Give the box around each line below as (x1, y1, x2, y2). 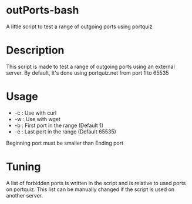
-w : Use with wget (14, 115, 60, 122)
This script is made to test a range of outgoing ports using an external (6, 63, 175, 70)
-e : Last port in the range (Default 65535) (14, 128, 116, 135)
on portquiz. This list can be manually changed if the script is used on (6, 186, 175, 193)
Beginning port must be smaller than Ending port (6, 139, 124, 146)
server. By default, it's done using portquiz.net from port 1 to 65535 (6, 69, 169, 76)
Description (6, 44, 65, 57)
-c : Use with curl (14, 109, 57, 116)
